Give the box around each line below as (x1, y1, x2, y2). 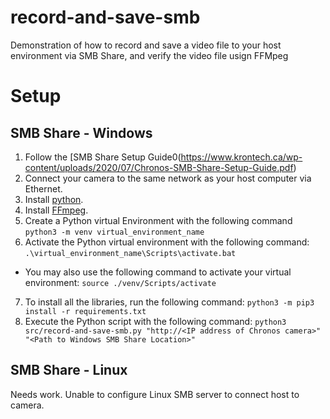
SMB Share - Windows (10, 124, 153, 141)
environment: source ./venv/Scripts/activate (24, 276, 217, 288)
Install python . (24, 193, 84, 205)
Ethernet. (24, 182, 63, 195)
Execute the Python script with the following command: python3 (24, 315, 287, 327)
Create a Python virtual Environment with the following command (24, 214, 293, 226)
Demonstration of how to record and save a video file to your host (10, 39, 282, 51)
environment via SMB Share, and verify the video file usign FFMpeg (10, 49, 289, 61)
